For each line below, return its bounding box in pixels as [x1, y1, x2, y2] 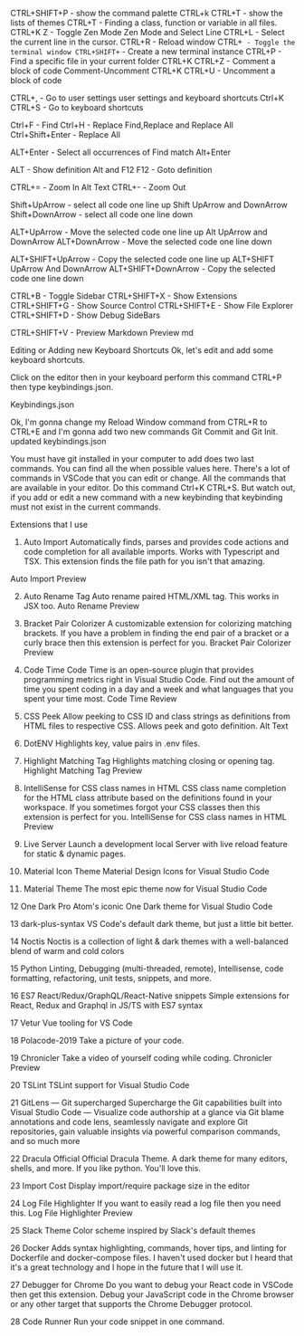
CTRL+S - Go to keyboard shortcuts [10, 102, 144, 112]
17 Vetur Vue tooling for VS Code [10, 1017, 133, 1028]
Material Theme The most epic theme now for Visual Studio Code [23, 883, 268, 894]
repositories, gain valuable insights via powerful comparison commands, [10, 1126, 280, 1137]
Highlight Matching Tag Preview [23, 765, 143, 776]
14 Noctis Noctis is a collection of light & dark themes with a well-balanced [10, 936, 289, 947]
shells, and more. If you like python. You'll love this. [10, 1163, 202, 1173]
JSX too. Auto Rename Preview [23, 601, 139, 611]
